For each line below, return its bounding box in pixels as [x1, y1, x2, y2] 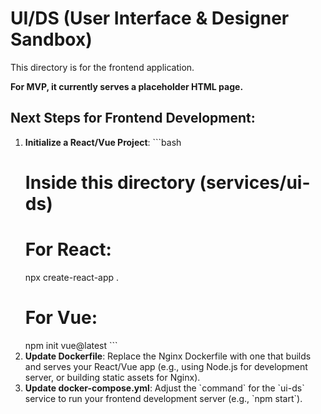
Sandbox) [10, 28, 93, 51]
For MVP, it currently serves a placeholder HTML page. [10, 80, 244, 92]
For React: [24, 238, 112, 261]
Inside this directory [24, 171, 196, 194]
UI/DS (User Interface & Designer [10, 7, 290, 30]
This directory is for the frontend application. [10, 61, 195, 73]
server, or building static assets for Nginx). [24, 371, 201, 383]
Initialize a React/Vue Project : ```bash [24, 136, 182, 148]
